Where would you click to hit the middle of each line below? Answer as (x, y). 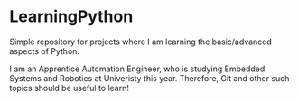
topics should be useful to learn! (69, 88)
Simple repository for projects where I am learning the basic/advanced (141, 42)
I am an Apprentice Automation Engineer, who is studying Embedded (137, 69)
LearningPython (71, 17)
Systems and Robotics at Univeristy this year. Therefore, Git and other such (149, 78)
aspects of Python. (44, 51)
